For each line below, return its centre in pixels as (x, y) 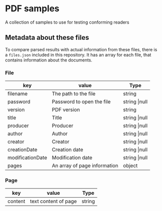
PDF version (66, 110)
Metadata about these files (47, 38)
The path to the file (74, 94)
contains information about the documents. (49, 60)
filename (18, 94)
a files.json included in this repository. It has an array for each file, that (78, 55)
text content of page (54, 201)
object (130, 166)
